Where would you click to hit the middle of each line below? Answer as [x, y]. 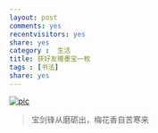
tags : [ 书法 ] [34, 68]
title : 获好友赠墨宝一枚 [50, 59]
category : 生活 [40, 51]
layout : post [33, 17]
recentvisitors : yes [48, 34]
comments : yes [36, 26]
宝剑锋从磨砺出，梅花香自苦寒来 [90, 119]
